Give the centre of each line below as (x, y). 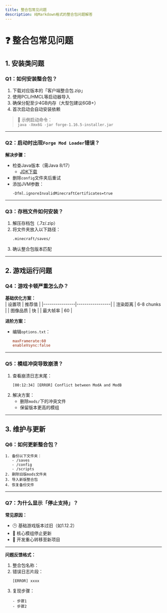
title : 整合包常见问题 (26, 10)
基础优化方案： (20, 298)
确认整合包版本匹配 (32, 249)
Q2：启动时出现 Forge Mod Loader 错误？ (53, 143)
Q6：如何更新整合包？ (32, 444)
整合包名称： (25, 565)
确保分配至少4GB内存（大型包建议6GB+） (55, 103)
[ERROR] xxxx (26, 581)
